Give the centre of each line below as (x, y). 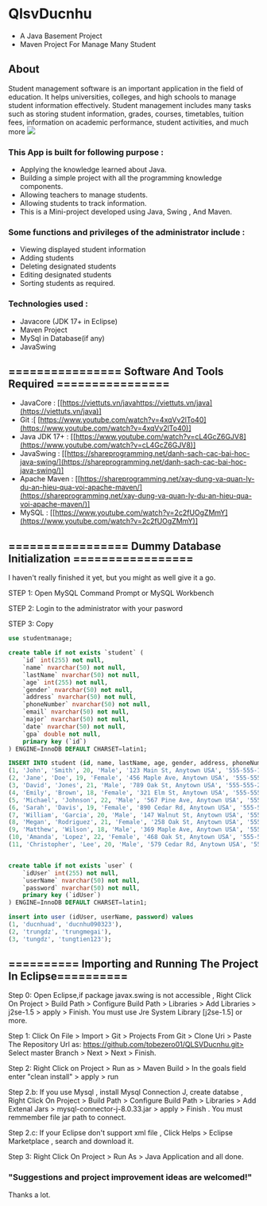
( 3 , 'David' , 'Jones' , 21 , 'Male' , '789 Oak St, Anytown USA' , (115, 786)
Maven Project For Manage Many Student (88, 44)
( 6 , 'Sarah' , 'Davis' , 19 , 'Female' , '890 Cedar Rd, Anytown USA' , (122, 807)
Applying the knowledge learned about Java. (93, 170)
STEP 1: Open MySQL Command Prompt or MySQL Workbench (111, 593)
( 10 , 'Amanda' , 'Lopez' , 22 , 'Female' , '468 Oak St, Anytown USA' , (122, 837)
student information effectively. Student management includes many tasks (130, 105)
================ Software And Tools (116, 371)
